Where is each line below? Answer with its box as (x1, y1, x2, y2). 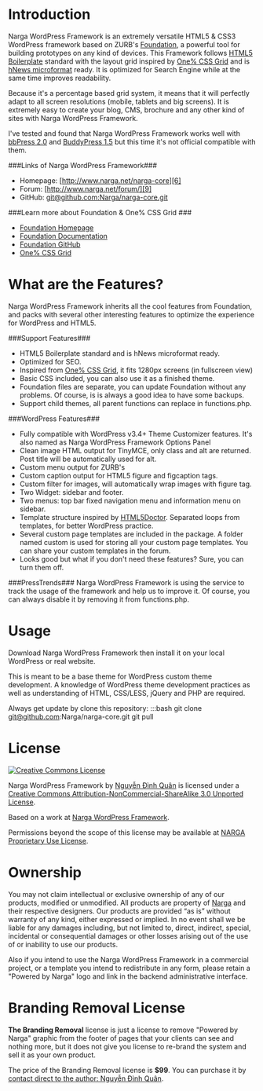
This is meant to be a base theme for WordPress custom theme (8, 672, 213, 681)
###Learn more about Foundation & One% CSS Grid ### (8, 207, 192, 217)
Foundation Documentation (19, 231, 108, 240)
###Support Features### (8, 333, 91, 342)
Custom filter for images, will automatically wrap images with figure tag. (19, 479, 253, 489)
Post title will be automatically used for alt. (19, 454, 157, 463)
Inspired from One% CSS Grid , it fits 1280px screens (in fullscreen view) (19, 365, 254, 375)
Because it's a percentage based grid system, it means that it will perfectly (8, 88, 250, 97)
